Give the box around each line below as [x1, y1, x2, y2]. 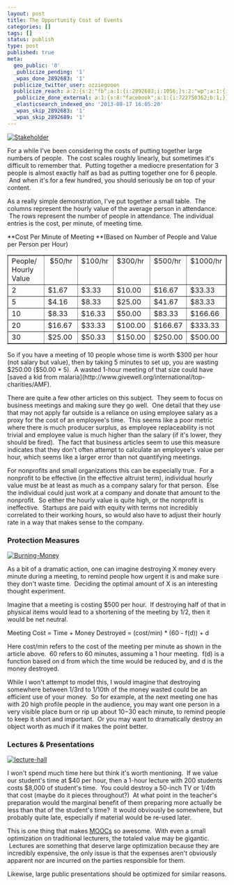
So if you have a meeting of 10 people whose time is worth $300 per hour [7, 350, 218, 359]
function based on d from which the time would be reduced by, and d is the [7, 657, 224, 665]
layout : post [7, 10, 45, 17]
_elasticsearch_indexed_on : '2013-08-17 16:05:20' [13, 101, 164, 108]
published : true [7, 49, 54, 56]
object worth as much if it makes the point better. [7, 722, 148, 730]
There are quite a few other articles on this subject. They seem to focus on [7, 393, 223, 402]
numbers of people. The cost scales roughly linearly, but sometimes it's [7, 154, 214, 162]
